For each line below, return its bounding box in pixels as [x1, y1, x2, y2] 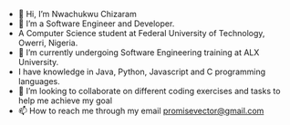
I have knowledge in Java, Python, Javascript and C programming [17, 66, 266, 77]
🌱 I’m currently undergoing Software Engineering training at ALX [17, 47, 260, 58]
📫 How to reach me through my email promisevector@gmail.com [17, 105, 264, 116]
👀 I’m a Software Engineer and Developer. [17, 18, 175, 29]
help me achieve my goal [17, 95, 112, 106]
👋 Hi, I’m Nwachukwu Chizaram [17, 9, 137, 19]
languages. [17, 76, 61, 86]
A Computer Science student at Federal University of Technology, [17, 28, 265, 38]
